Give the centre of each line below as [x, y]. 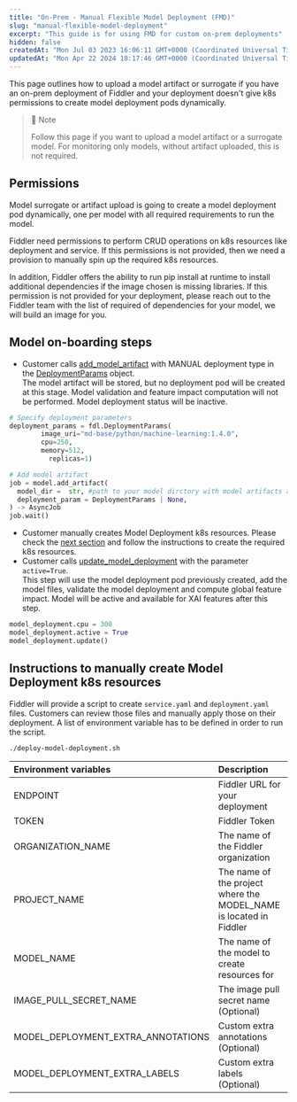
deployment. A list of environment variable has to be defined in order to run [146, 722]
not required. [54, 155]
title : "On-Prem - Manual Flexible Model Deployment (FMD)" [122, 17]
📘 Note [43, 120]
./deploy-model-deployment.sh [65, 748]
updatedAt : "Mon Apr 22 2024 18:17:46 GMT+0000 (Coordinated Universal [144, 58]
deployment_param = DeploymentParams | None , [103, 500]
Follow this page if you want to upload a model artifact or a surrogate [156, 137]
